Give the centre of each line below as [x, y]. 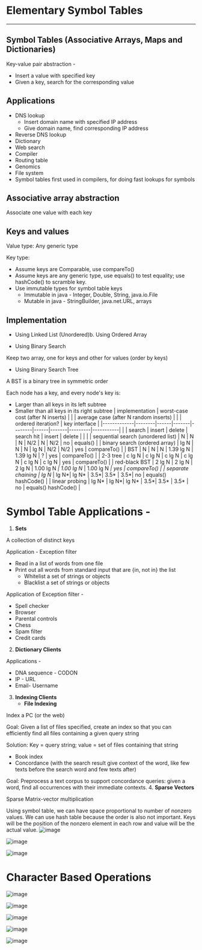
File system [29, 173]
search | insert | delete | [158, 430]
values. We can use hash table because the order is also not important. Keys [101, 817]
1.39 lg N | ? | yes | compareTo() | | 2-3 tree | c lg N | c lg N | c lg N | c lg [104, 455]
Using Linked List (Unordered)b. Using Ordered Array [81, 335]
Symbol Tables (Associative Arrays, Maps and [94, 40]
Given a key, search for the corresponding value [74, 82]
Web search [30, 147]
